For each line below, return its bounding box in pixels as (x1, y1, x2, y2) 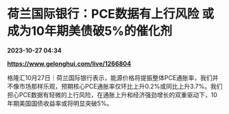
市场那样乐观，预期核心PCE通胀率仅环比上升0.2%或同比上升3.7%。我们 (19, 82, 223, 90)
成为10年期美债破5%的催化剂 (7, 23, 173, 39)
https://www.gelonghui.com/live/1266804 (7, 59, 132, 68)
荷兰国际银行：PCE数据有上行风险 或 (7, 6, 215, 22)
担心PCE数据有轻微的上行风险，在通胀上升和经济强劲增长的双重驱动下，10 (7, 90, 218, 99)
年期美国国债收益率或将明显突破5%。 (7, 99, 113, 107)
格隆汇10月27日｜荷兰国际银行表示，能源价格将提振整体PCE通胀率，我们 (7, 73, 213, 82)
